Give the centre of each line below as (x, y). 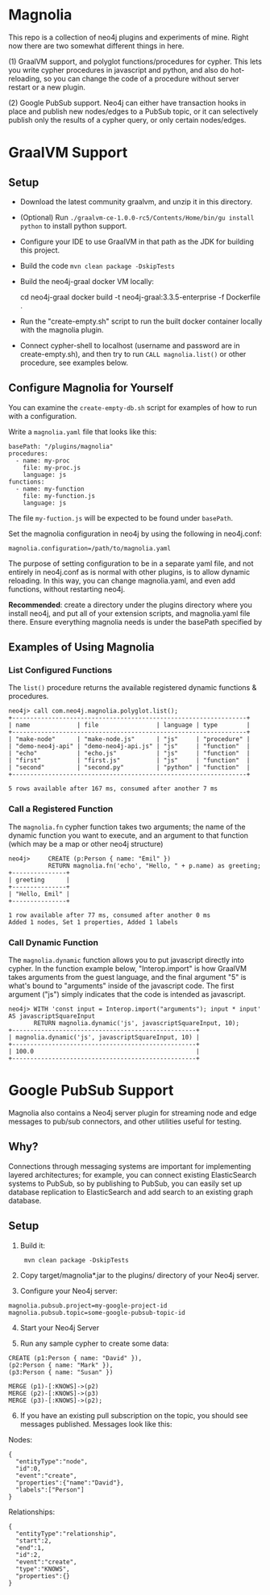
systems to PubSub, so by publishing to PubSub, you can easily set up (125, 1183)
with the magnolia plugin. (62, 329)
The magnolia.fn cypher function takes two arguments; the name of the (127, 827)
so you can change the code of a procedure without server (141, 78)
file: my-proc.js (52, 467)
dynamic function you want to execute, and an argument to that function (128, 835)
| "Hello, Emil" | (39, 894)
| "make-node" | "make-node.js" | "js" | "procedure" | (129, 739)
